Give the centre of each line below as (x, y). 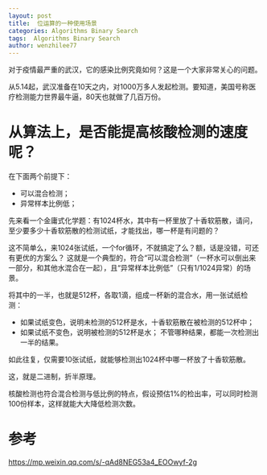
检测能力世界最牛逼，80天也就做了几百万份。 (90, 97)
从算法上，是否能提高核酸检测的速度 (128, 132)
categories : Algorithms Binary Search (73, 31)
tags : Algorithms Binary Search (64, 38)
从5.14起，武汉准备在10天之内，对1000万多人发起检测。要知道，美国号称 (129, 87)
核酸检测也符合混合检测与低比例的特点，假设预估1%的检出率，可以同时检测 (133, 394)
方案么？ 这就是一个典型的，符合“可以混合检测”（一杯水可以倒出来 (146, 258)
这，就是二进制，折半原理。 (54, 377)
